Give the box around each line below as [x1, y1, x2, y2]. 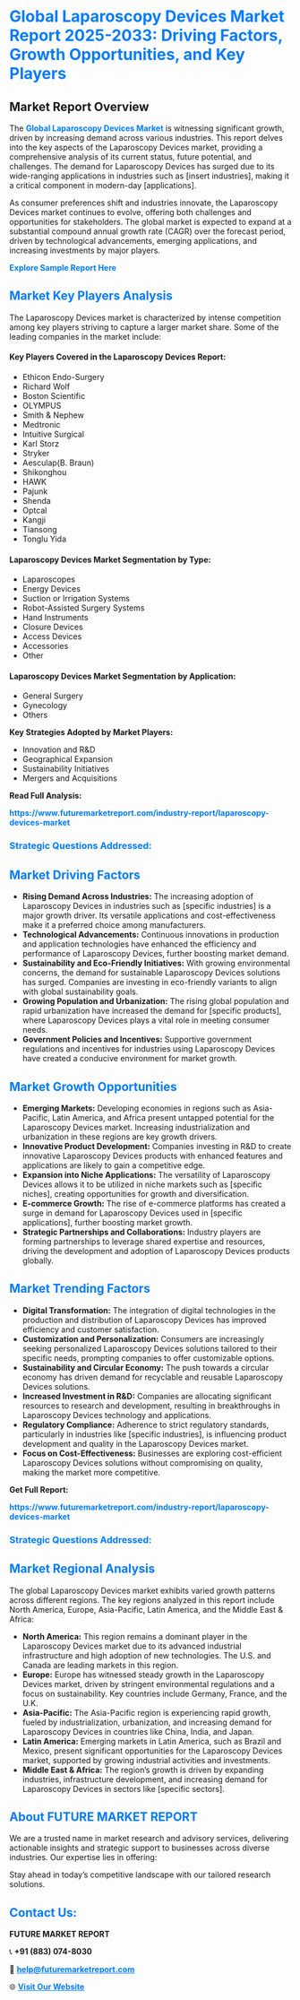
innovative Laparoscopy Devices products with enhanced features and [21, 1150, 284, 1161]
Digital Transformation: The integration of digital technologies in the [21, 1304, 276, 1315]
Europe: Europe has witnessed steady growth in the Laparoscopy [21, 1669, 265, 1680]
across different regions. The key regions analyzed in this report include [9, 1594, 275, 1606]
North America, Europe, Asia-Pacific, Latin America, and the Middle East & [9, 1604, 284, 1615]
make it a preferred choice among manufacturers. [21, 920, 206, 931]
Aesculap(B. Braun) [21, 457, 95, 468]
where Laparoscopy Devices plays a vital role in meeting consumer [21, 1015, 270, 1026]
